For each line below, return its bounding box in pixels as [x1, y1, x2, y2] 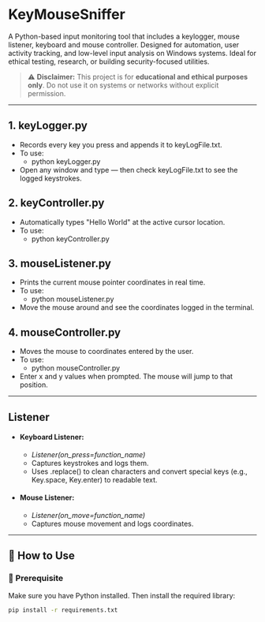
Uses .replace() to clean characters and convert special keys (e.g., [31, 467, 248, 476]
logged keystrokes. [19, 173, 82, 183]
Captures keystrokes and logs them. [31, 458, 149, 467]
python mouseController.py [31, 363, 121, 373]
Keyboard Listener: [19, 432, 84, 442]
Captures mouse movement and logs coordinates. [31, 519, 194, 528]
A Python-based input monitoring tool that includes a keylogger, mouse [8, 32, 241, 41]
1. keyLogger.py [8, 119, 88, 132]
